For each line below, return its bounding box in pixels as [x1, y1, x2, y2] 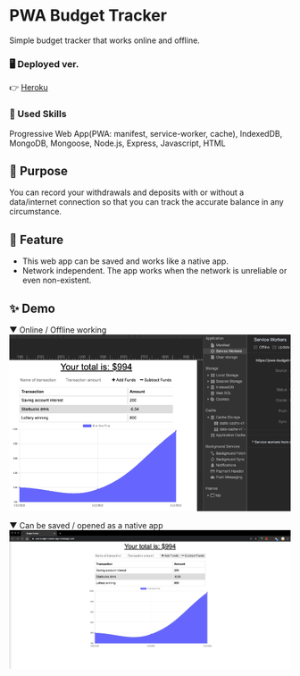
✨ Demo [9, 300, 55, 316]
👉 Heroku [9, 82, 48, 93]
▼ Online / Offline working [9, 324, 107, 335]
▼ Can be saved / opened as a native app [9, 520, 163, 530]
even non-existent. [21, 275, 92, 286]
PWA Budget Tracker [9, 5, 168, 26]
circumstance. [9, 207, 62, 217]
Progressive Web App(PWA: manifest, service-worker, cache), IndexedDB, [9, 128, 283, 139]
